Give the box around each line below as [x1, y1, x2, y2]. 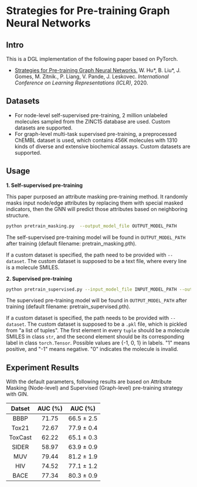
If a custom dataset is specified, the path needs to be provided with [6, 315, 169, 322]
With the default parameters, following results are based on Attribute [6, 378, 172, 385]
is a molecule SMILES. [6, 264, 60, 271]
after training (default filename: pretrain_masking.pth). [6, 240, 137, 247]
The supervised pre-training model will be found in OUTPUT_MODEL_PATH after [6, 297, 188, 304]
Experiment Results [6, 362, 79, 373]
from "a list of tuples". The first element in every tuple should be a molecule [6, 327, 190, 334]
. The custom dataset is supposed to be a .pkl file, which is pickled [24, 321, 187, 328]
